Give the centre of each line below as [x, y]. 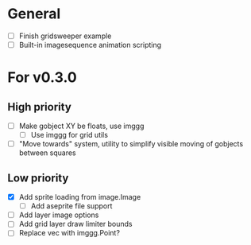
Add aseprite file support [71, 206]
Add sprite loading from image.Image [80, 197]
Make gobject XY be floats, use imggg [81, 126]
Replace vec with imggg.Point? [70, 233]
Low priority [38, 178]
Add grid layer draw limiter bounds [75, 224]
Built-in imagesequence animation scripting [90, 45]
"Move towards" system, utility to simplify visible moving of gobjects [131, 144]
